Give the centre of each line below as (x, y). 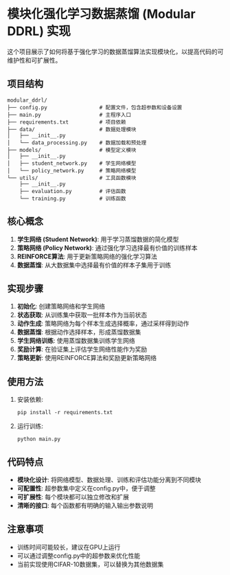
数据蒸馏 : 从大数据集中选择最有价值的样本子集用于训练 (94, 264)
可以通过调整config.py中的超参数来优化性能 (79, 555)
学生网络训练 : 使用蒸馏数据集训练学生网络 (76, 341)
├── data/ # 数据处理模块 (72, 129)
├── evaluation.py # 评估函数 (73, 191)
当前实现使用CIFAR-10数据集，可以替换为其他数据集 (90, 564)
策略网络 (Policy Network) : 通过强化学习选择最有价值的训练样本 (107, 247)
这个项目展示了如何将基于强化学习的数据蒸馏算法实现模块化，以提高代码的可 (115, 52)
